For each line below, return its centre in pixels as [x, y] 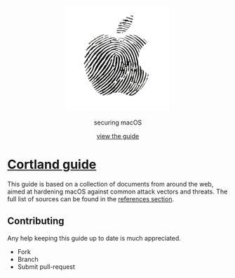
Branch [28, 259]
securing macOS [118, 122]
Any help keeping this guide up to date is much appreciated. [94, 238]
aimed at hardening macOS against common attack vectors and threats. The [117, 191]
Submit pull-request [46, 267]
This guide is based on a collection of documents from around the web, [110, 184]
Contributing [36, 221]
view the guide [118, 136]
